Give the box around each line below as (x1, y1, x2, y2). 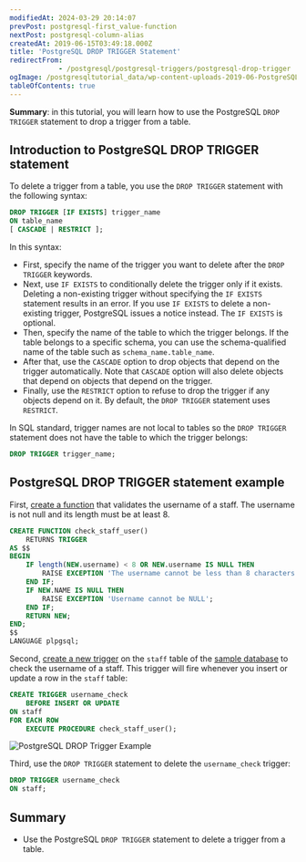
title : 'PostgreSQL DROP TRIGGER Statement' (9, 47, 181, 57)
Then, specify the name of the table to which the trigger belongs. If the (22, 327, 290, 338)
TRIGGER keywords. (22, 269, 93, 280)
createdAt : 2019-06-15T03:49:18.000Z (9, 38, 153, 48)
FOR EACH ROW (9, 715, 59, 725)
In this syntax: (9, 242, 62, 253)
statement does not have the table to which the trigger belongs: (9, 432, 249, 443)
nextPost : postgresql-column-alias (9, 30, 145, 39)
